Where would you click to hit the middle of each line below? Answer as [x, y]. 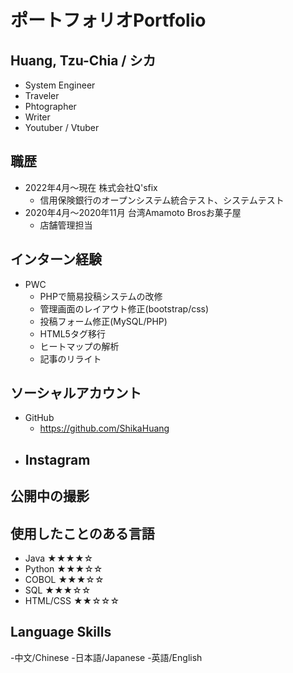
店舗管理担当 [66, 225]
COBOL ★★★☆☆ [64, 580]
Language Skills [61, 632]
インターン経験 [56, 259]
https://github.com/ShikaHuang [104, 428]
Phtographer [50, 106]
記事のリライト [70, 358]
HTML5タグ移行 [72, 333]
